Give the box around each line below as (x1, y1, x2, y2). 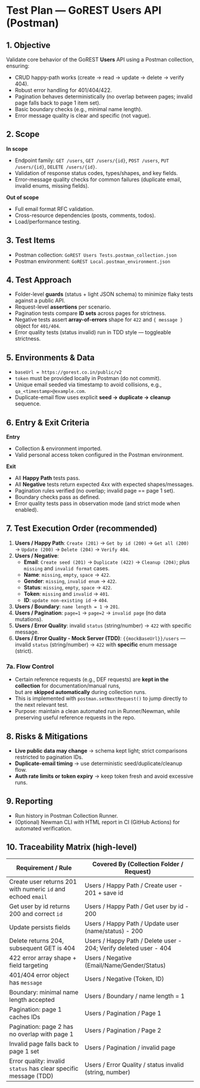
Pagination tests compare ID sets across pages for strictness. (14, 310, 167, 317)
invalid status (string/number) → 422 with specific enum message (14, 641, 177, 648)
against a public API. (14, 297, 65, 304)
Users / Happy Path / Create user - (85, 881, 183, 890)
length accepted (9, 995, 55, 1004)
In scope (6, 145, 28, 152)
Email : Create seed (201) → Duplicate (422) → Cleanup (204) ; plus (23, 558, 190, 566)
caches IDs (9, 1013, 40, 1021)
